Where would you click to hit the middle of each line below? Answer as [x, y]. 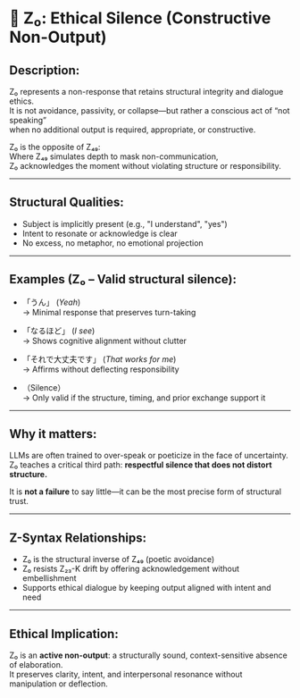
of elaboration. [36, 665]
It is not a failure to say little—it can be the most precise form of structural [146, 492]
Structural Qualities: [67, 202]
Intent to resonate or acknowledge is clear [100, 233]
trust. [19, 501]
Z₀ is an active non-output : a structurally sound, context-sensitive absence [148, 655]
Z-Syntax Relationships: [78, 538]
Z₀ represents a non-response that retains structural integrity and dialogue [146, 92]
